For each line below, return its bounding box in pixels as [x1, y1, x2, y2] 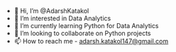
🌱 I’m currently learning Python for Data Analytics [13, 22, 159, 30]
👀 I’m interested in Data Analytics [13, 14, 111, 22]
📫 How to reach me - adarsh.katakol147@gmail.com [13, 37, 169, 45]
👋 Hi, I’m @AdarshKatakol [13, 7, 89, 15]
